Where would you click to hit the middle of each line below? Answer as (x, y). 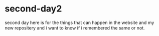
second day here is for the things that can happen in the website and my (79, 22)
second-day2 (33, 9)
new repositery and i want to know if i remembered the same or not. (75, 27)
